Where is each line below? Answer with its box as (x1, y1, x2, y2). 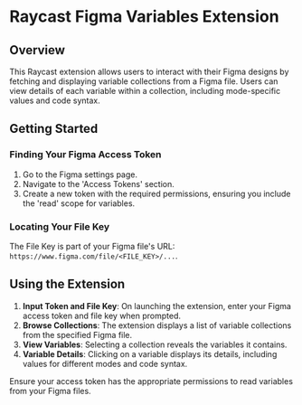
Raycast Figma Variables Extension (9, 6, 279, 27)
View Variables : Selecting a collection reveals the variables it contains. (22, 339, 288, 350)
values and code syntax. (9, 95, 101, 106)
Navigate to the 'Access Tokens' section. (22, 178, 175, 189)
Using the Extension (9, 277, 126, 292)
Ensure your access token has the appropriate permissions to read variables (9, 375, 294, 386)
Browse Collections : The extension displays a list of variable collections (22, 319, 292, 331)
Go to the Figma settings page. (22, 169, 138, 180)
